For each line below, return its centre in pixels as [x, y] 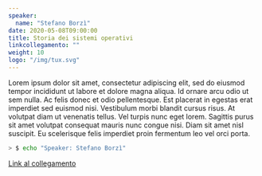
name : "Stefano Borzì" [53, 23]
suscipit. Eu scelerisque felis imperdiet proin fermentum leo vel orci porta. [129, 133]
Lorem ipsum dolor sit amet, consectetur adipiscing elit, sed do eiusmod [127, 82]
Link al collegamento [42, 163]
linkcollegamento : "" [44, 45]
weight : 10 [26, 53]
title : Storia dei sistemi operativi [71, 38]
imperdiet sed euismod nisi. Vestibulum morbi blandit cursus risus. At [122, 108]
